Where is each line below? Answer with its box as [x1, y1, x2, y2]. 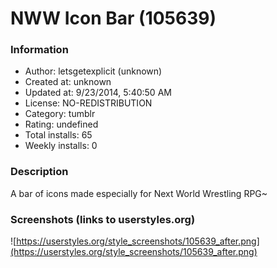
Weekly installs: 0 [24, 140, 98, 152]
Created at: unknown [24, 76, 112, 88]
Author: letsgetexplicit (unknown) [24, 65, 163, 77]
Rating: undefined [24, 118, 99, 131]
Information [10, 43, 69, 57]
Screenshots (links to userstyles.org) [10, 212, 196, 226]
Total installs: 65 [24, 129, 93, 141]
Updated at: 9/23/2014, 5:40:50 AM [24, 87, 172, 99]
